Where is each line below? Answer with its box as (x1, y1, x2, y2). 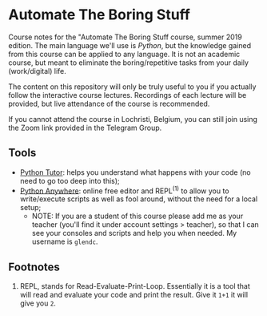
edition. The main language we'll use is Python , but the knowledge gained (8, 40, 252, 50)
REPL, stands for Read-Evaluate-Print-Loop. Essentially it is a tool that (19, 282, 250, 291)
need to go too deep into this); (19, 176, 120, 185)
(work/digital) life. (8, 66, 66, 75)
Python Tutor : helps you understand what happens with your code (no (19, 167, 251, 177)
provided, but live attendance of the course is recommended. (8, 99, 210, 108)
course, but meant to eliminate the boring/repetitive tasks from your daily (8, 58, 249, 67)
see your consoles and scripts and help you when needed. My (31, 229, 237, 238)
